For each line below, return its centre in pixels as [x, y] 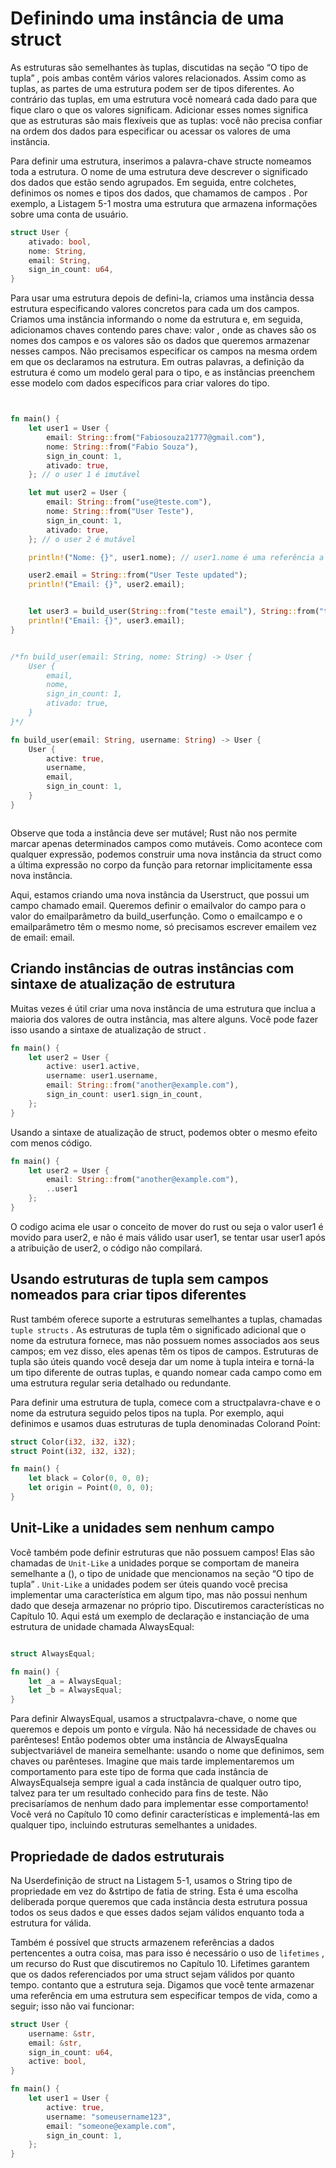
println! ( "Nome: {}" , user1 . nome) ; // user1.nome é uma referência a [176, 557]
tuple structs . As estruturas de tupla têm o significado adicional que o [158, 1329]
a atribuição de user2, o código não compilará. [106, 1248]
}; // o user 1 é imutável [84, 475]
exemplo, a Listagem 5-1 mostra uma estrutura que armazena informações [164, 203]
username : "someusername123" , [109, 2117]
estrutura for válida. [51, 1923]
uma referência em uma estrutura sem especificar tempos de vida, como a [164, 1995]
